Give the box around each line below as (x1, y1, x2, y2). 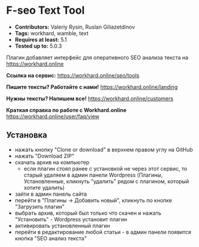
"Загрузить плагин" (14, 203, 65, 210)
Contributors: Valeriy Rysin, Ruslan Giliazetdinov (14, 23, 135, 30)
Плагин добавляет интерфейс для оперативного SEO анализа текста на (6, 54, 189, 61)
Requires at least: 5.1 (14, 36, 67, 43)
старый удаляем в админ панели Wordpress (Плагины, (23, 171, 163, 178)
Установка (6, 130, 48, 140)
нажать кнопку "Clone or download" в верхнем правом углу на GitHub (14, 146, 194, 153)
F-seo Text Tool (6, 4, 85, 17)
